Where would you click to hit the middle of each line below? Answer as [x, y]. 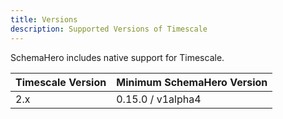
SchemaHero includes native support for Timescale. [117, 57]
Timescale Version [61, 82]
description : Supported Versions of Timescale [109, 29]
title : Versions [44, 19]
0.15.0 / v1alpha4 [159, 99]
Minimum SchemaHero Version [192, 82]
